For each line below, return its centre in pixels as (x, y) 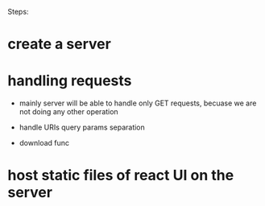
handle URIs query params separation (82, 127)
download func (44, 143)
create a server (60, 44)
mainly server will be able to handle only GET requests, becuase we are (138, 103)
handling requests (70, 81)
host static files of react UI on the (121, 175)
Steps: (18, 12)
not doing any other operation (68, 112)
